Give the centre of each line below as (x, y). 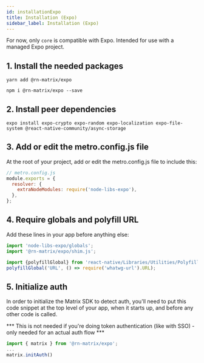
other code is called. (32, 314)
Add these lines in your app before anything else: (68, 234)
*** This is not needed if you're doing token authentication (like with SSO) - (100, 326)
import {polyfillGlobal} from (45, 262)
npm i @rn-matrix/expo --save (45, 91)
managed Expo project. (36, 47)
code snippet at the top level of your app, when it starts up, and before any (100, 308)
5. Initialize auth (37, 287)
